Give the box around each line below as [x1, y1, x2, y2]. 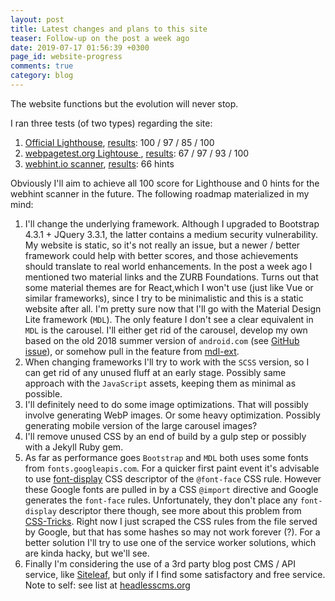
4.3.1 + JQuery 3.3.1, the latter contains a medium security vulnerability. [24, 228, 318, 240]
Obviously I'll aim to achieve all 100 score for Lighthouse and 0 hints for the [10, 177, 320, 189]
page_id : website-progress [10, 52, 123, 62]
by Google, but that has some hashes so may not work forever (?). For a [24, 526, 321, 538]
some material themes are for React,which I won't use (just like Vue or [24, 281, 314, 293]
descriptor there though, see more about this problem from [58, 504, 302, 516]
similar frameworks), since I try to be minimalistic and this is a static [24, 292, 304, 304]
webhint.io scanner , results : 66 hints [24, 157, 175, 170]
